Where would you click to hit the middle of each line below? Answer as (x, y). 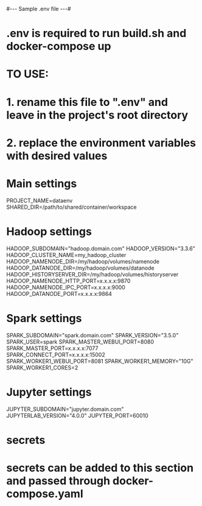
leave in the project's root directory (97, 115)
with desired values (57, 156)
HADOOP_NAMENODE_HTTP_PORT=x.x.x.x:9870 (68, 281)
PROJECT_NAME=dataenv (40, 200)
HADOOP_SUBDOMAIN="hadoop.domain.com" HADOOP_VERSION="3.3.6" (101, 248)
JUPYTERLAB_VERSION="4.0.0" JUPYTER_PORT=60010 (78, 415)
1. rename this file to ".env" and (87, 102)
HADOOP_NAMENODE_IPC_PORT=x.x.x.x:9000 (66, 287)
